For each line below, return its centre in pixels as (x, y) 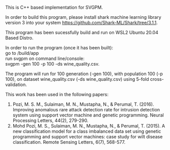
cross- (157, 79)
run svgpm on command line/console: (45, 58)
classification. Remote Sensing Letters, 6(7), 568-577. (69, 142)
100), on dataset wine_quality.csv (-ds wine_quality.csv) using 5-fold (77, 79)
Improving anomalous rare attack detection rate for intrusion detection (86, 110)
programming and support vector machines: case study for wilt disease (88, 137)
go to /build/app (22, 53)
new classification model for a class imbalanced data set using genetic (87, 131)
